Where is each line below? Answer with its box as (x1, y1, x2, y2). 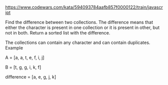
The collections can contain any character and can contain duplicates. (5, 39, 150, 45)
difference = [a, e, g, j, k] (5, 74, 57, 79)
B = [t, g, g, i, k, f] (5, 64, 42, 70)
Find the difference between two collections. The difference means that (5, 19, 153, 25)
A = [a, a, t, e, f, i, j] (5, 54, 45, 60)
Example (5, 45, 24, 50)
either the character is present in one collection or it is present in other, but (5, 24, 160, 30)
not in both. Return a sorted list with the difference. (5, 30, 110, 35)
